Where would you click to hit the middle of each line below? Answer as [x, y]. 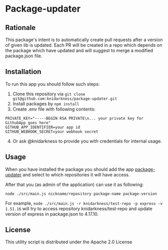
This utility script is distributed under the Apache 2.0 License [69, 242]
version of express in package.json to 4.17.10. [52, 214]
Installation [23, 72]
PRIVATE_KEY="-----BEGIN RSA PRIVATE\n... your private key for [74, 118]
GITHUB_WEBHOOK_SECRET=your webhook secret [52, 132]
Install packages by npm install [46, 103]
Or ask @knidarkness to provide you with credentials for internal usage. [87, 141]
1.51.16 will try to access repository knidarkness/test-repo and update [79, 208]
